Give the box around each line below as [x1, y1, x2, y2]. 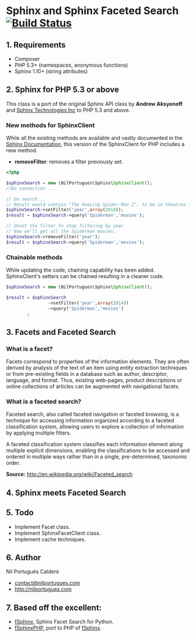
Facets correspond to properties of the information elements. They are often [6, 358, 190, 365]
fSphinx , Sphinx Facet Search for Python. [14, 618, 114, 625]
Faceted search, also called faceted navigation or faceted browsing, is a [6, 411, 179, 418]
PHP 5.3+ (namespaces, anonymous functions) [14, 61, 128, 69]
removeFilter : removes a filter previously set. [14, 158, 124, 165]
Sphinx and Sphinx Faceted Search [6, 4, 179, 18]
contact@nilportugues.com [14, 580, 80, 587]
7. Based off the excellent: [6, 602, 102, 612]
